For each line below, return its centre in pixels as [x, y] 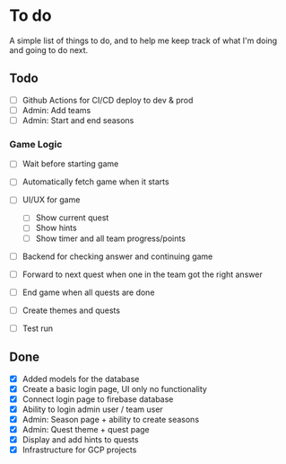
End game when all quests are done [88, 292]
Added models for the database [81, 379]
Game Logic [36, 144]
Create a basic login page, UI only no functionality [115, 388]
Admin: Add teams [56, 110]
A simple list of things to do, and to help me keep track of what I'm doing [143, 40]
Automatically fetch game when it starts [95, 182]
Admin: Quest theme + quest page [86, 430]
